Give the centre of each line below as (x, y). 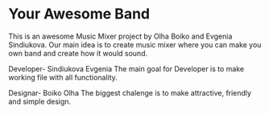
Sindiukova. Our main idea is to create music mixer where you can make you (135, 44)
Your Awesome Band (79, 14)
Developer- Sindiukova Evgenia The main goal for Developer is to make (126, 68)
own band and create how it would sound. (78, 53)
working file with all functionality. (63, 77)
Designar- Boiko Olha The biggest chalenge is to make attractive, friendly (130, 92)
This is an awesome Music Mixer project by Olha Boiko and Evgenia (120, 36)
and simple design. (40, 101)
